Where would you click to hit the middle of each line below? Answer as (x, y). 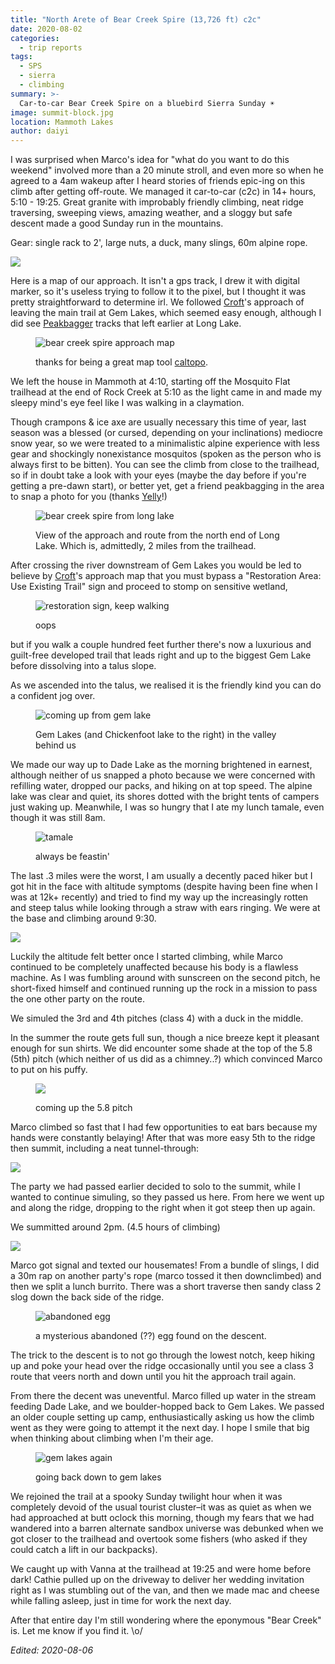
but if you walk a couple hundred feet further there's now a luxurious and (161, 645)
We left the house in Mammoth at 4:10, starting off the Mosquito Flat (150, 382)
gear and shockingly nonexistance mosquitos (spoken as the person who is (166, 454)
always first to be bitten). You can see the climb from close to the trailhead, (165, 465)
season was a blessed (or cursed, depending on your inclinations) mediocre (166, 433)
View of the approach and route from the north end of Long (157, 535)
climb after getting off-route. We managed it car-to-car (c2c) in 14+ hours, (163, 192)
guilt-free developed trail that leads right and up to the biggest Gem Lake (161, 655)
